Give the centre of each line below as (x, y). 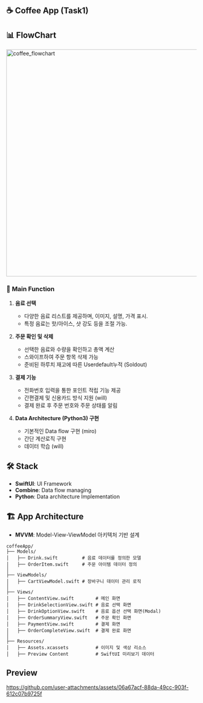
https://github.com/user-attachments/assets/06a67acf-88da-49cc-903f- (98, 687)
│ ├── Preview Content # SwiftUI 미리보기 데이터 (80, 654)
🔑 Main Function (31, 289)
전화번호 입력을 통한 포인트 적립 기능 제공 (72, 390)
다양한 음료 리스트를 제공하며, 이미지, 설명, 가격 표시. (86, 316)
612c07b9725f (24, 693)
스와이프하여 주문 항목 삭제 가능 (61, 357)
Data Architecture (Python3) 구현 (57, 418)
